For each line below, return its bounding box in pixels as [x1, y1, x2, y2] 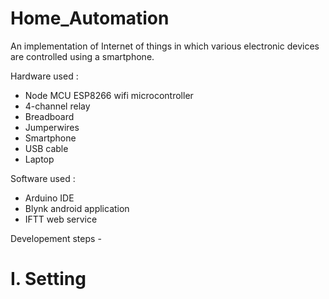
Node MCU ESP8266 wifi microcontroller [24, 89, 194, 101]
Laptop [24, 153, 55, 165]
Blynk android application [24, 202, 130, 214]
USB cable [24, 142, 69, 154]
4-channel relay [24, 100, 91, 112]
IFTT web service [24, 213, 98, 225]
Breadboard [24, 110, 75, 122]
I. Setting [10, 268, 87, 291]
